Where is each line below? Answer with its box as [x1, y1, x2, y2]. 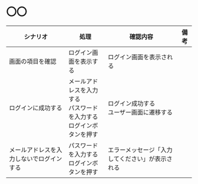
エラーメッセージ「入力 [108, 146, 173, 154]
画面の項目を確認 [9, 57, 57, 65]
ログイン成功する [108, 99, 156, 107]
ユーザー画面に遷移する [108, 108, 173, 116]
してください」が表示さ [108, 155, 173, 163]
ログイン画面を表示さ [108, 52, 167, 61]
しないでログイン [15, 155, 62, 163]
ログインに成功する [9, 104, 63, 112]
